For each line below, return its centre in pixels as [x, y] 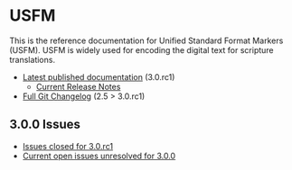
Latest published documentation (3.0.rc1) [99, 76]
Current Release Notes [78, 86]
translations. [33, 59]
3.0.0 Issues [45, 125]
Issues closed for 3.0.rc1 [68, 146]
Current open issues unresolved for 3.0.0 [99, 156]
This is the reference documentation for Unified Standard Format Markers [146, 40]
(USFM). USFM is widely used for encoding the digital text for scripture [141, 49]
